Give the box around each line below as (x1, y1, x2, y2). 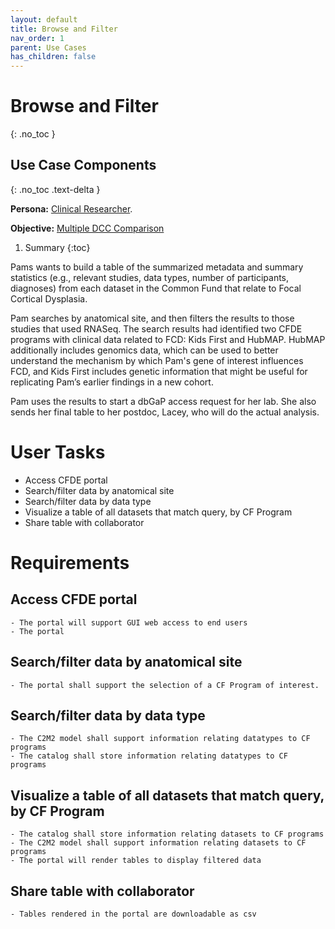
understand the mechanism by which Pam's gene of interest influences (10, 354, 304, 366)
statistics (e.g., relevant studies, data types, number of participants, (10, 271, 290, 283)
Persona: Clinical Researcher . (10, 202, 133, 215)
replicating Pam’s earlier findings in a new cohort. (10, 376, 214, 388)
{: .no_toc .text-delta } (10, 183, 101, 195)
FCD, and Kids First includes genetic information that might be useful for (10, 365, 308, 377)
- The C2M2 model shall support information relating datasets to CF (10, 838, 307, 848)
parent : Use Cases (10, 42, 87, 53)
